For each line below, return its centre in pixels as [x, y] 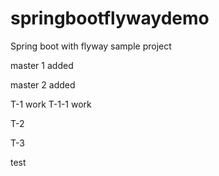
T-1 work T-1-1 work [51, 104]
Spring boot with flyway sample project [91, 46]
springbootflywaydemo [110, 18]
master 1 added [42, 65]
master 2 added [43, 84]
